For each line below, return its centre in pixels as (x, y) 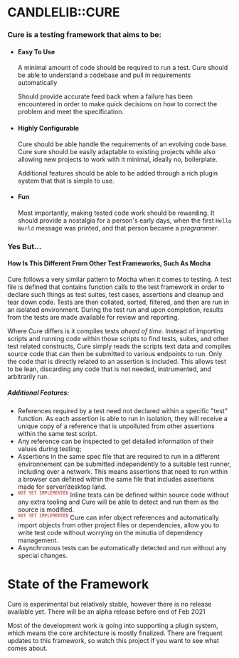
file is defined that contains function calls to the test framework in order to (116, 287)
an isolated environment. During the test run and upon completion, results (116, 309)
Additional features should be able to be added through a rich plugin (118, 173)
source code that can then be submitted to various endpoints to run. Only (115, 353)
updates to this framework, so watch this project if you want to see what (113, 641)
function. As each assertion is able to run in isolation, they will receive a (122, 418)
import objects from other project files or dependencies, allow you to (118, 525)
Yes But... (25, 246)
